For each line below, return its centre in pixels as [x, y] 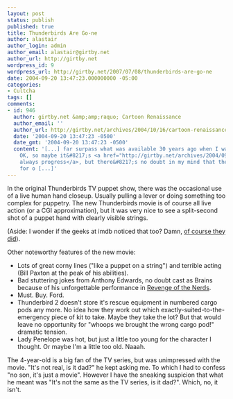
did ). [14, 238]
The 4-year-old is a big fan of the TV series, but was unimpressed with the [114, 360]
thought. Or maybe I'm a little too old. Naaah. [81, 346]
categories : [24, 85]
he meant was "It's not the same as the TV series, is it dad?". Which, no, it [113, 382]
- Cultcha [21, 91]
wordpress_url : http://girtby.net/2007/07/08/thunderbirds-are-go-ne [110, 71]
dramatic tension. [42, 332]
